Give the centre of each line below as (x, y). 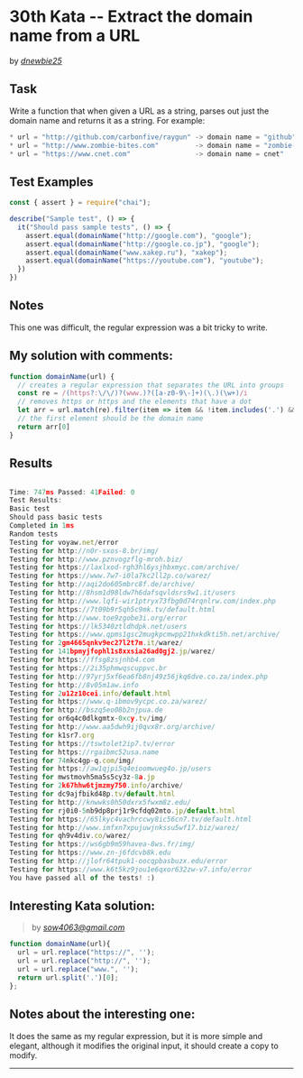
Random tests (34, 534)
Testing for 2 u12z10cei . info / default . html (90, 693)
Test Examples (51, 182)
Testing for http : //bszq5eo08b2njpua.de (87, 710)
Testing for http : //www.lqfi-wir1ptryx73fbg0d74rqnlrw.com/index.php (143, 601)
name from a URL (75, 36)
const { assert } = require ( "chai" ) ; (80, 203)
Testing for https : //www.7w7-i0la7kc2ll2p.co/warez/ (110, 576)
